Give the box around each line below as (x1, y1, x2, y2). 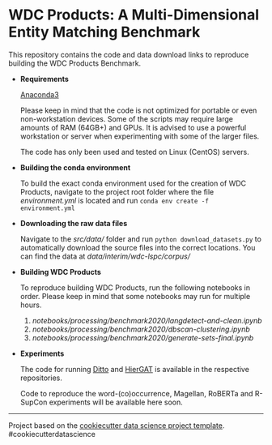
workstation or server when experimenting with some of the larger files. (19, 131, 260, 141)
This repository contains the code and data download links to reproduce (8, 49, 249, 59)
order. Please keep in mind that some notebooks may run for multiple (19, 291, 251, 301)
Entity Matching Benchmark (8, 23, 201, 41)
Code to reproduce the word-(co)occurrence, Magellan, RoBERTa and (19, 388, 253, 398)
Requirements (19, 74, 69, 83)
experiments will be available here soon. (49, 397, 184, 407)
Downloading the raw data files (19, 218, 128, 228)
